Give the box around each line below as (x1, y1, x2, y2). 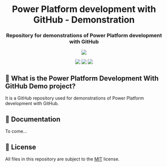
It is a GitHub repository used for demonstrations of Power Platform (5, 95, 144, 101)
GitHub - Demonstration (33, 14, 135, 25)
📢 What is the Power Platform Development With (5, 74, 159, 82)
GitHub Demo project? (5, 81, 76, 90)
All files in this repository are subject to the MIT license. (5, 156, 120, 162)
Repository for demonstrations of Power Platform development (5, 32, 162, 39)
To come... (5, 128, 27, 134)
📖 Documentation (5, 115, 61, 123)
